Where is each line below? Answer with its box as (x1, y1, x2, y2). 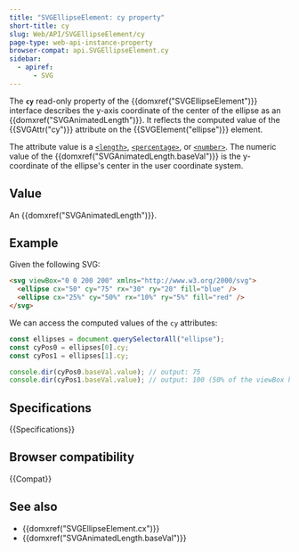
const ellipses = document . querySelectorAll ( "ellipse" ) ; (9, 334, 225, 343)
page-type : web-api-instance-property (9, 37, 153, 47)
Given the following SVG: (9, 260, 101, 270)
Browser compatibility (9, 449, 135, 465)
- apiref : (17, 63, 53, 72)
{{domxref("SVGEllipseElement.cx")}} (21, 523, 160, 533)
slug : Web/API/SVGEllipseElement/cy (9, 29, 145, 38)
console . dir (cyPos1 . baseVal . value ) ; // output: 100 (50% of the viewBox (9, 375, 285, 384)
